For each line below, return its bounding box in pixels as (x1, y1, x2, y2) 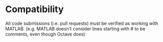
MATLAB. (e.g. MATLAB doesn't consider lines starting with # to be (5, 25, 146, 31)
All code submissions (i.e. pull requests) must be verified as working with (5, 20, 158, 26)
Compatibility (5, 4, 64, 15)
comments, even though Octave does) (5, 31, 85, 37)
